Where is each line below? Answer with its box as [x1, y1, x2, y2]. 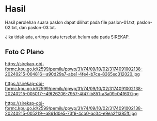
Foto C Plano [5, 48, 44, 56]
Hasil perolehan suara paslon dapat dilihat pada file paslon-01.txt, [5, 19, 136, 25]
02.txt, [5, 24, 18, 30]
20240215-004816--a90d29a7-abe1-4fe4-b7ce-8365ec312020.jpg [5, 71, 140, 77]
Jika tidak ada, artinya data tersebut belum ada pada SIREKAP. [5, 34, 130, 40]
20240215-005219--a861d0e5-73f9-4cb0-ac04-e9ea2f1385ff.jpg [5, 110, 137, 116]
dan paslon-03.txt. [19, 24, 56, 30]
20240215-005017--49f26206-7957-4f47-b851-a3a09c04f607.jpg [5, 91, 139, 96]
